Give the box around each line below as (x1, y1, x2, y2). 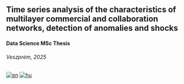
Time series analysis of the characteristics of (6, 5, 176, 15)
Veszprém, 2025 (6, 53, 47, 60)
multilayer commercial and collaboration (6, 14, 159, 24)
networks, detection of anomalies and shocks (6, 23, 179, 33)
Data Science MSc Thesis (6, 40, 70, 47)
